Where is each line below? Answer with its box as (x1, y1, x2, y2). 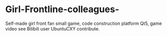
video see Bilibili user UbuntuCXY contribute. (5, 25, 100, 31)
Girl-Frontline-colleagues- (5, 4, 120, 15)
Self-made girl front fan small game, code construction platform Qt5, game (5, 20, 162, 26)
